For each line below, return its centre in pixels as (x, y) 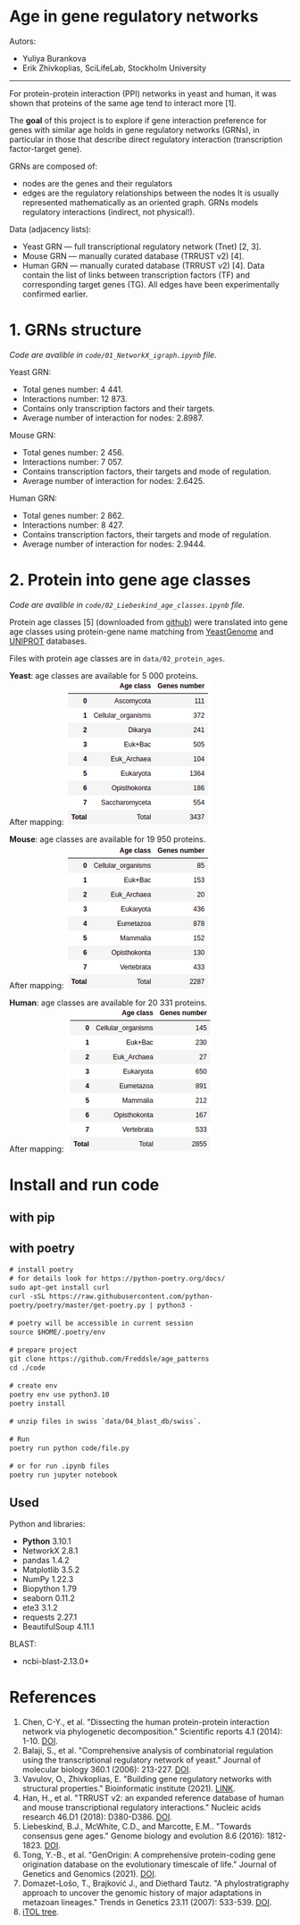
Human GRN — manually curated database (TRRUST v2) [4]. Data (143, 265)
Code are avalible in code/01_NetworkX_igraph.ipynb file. (113, 354)
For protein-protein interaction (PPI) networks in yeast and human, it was (143, 93)
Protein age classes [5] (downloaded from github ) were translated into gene (149, 621)
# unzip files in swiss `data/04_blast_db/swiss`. (105, 1421)
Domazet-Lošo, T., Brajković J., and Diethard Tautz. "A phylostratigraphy (156, 1883)
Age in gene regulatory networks (134, 17)
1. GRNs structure (75, 330)
